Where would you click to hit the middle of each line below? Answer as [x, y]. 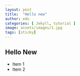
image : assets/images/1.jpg [34, 28]
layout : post [18, 10]
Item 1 [18, 64]
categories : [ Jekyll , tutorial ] [40, 23]
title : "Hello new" [26, 14]
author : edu [17, 19]
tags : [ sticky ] [21, 32]
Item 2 [19, 69]
